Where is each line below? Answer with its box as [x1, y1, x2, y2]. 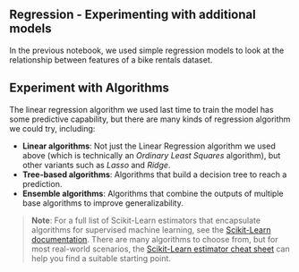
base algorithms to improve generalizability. [21, 197, 184, 208]
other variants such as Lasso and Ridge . [21, 159, 171, 170]
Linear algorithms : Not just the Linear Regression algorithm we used [21, 140, 276, 151]
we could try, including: [9, 123, 96, 133]
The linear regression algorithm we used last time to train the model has [9, 104, 275, 115]
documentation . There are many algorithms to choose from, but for [30, 234, 278, 244]
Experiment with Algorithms [9, 81, 170, 96]
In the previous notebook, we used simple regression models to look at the [9, 45, 285, 55]
